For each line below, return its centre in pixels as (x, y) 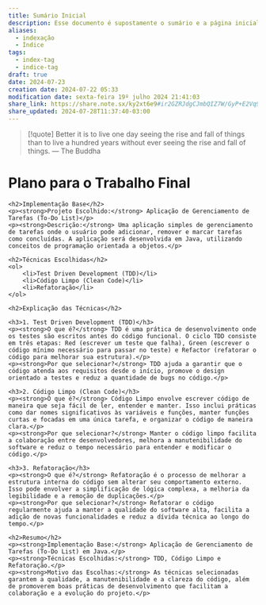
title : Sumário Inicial (47, 15)
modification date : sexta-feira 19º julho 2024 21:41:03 (104, 97)
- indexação (35, 38)
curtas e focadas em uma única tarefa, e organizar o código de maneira (131, 419)
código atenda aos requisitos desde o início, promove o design (116, 371)
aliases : (23, 30)
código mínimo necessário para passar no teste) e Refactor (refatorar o (133, 350)
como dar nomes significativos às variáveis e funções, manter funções (129, 412)
